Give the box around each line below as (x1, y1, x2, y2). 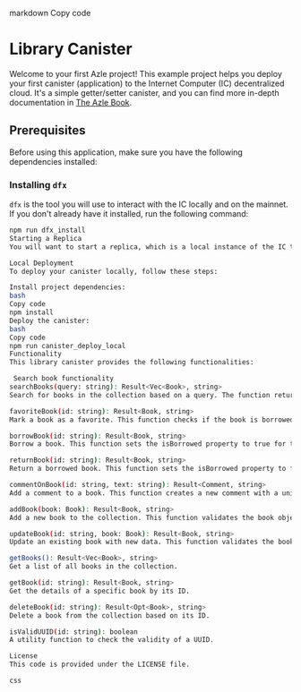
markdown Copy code (9, 8, 91, 18)
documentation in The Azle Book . (9, 97, 133, 107)
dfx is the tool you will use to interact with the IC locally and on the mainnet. (9, 199, 288, 209)
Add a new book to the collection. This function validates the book (9, 513, 275, 522)
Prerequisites (9, 123, 86, 138)
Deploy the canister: (9, 316, 90, 325)
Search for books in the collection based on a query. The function (9, 390, 271, 399)
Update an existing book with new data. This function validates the (9, 537, 275, 547)
